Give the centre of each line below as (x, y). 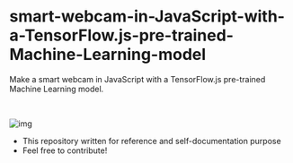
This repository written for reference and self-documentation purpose (151, 141)
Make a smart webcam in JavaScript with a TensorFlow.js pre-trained (138, 79)
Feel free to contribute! (65, 150)
